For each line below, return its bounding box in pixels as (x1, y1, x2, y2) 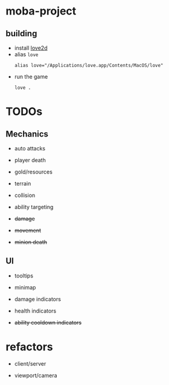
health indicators (14, 307, 57, 314)
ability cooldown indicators (14, 319, 82, 326)
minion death (14, 239, 48, 245)
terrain (14, 180, 31, 187)
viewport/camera (14, 372, 58, 379)
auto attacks (14, 145, 46, 152)
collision (14, 192, 36, 199)
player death (14, 157, 46, 164)
